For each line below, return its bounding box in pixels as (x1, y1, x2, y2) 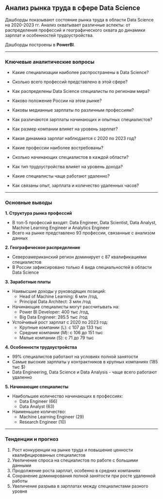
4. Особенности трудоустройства (5, 344, 77, 350)
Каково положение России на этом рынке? (12, 98, 102, 104)
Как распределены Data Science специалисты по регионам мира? (12, 89, 150, 94)
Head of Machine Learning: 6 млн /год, (19, 294, 98, 300)
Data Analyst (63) (19, 404, 55, 410)
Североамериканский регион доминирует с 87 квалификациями (12, 254, 147, 260)
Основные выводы (5, 199, 52, 206)
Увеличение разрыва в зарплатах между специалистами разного (12, 483, 148, 489)
